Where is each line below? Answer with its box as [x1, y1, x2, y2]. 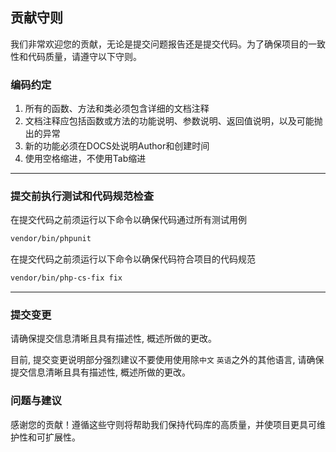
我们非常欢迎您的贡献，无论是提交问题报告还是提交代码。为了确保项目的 [10, 38, 308, 50]
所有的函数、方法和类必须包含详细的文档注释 [24, 103, 210, 115]
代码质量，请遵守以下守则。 [27, 50, 142, 62]
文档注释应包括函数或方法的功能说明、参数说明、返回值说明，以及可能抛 [24, 115, 323, 127]
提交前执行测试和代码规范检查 [10, 189, 155, 203]
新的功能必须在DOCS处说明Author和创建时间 [24, 140, 210, 152]
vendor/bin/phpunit [10, 234, 92, 244]
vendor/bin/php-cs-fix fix [10, 273, 123, 283]
